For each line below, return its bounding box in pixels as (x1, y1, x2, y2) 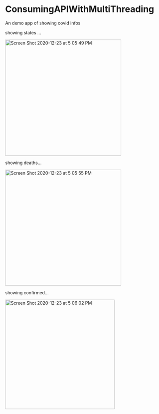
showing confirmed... (5, 289, 49, 295)
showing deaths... (5, 160, 42, 166)
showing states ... (5, 29, 41, 35)
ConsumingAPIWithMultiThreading (5, 3, 155, 15)
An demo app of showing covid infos (5, 20, 81, 26)
